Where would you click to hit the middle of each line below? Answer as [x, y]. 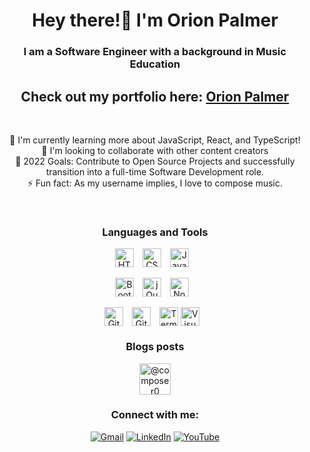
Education [155, 64]
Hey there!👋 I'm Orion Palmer [155, 20]
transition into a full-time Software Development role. [155, 171]
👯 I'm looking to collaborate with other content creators [155, 150]
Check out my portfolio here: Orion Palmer [155, 96]
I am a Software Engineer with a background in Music [155, 52]
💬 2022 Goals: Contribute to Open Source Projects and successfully [155, 161]
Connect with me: [155, 415]
